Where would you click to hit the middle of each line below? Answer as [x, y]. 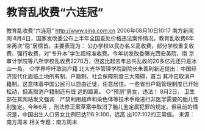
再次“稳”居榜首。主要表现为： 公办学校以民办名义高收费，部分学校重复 [100, 46]
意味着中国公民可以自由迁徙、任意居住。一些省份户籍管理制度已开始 [113, 83]
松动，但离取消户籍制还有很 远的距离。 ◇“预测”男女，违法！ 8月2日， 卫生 [101, 91]
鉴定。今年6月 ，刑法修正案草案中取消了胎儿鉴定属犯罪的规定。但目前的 [102, 107]
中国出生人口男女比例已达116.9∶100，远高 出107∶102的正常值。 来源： [109, 114]
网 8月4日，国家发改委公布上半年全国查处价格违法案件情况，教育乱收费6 [98, 38]
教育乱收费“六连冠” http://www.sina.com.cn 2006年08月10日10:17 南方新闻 [100, 30]
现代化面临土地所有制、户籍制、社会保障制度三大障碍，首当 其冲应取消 [100, 76]
